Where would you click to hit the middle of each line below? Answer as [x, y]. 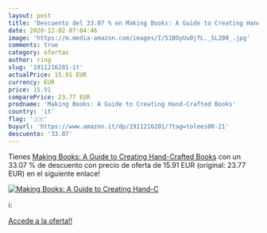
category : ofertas [39, 52]
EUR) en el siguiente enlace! [54, 173]
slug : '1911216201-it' [46, 68]
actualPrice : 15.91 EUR [48, 75]
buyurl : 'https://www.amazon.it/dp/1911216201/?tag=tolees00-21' [118, 126]
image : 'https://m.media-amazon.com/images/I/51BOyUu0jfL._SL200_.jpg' [129, 38]
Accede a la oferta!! [41, 220]
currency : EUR [32, 82]
